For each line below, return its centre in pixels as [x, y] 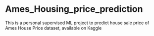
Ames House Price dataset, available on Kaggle [53, 28]
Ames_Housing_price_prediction [74, 9]
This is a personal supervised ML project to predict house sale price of [77, 23]
